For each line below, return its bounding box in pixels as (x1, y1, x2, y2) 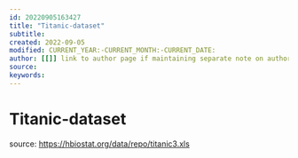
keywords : (9, 71, 46, 80)
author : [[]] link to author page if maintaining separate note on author (9, 54, 292, 63)
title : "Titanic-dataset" (9, 21, 105, 30)
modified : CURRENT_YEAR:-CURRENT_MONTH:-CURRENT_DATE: (9, 46, 216, 55)
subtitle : (9, 29, 46, 38)
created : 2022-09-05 (9, 37, 86, 47)
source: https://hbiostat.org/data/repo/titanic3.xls (9, 138, 191, 149)
